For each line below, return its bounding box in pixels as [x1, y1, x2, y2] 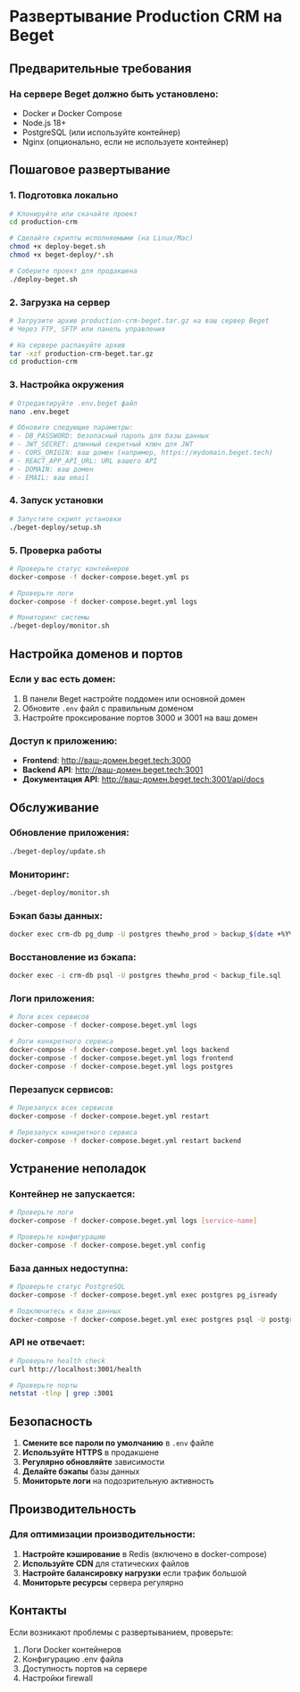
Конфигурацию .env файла [21, 1654, 124, 1664]
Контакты [9, 1603, 67, 1619]
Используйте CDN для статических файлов [21, 1558, 189, 1569]
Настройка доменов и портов [9, 646, 183, 661]
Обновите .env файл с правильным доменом [21, 703, 194, 713]
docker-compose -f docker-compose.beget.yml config [9, 1241, 205, 1250]
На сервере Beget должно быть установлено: [9, 88, 219, 100]
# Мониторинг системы [9, 613, 90, 622]
